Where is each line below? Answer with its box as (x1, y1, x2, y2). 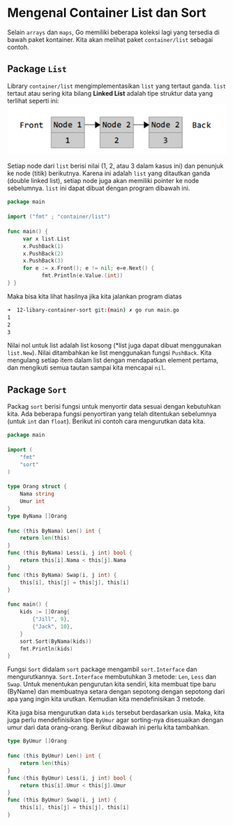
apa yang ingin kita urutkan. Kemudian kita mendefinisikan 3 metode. (7, 695, 206, 703)
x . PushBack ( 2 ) (22, 250, 64, 257)
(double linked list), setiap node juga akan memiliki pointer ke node (7, 177, 200, 185)
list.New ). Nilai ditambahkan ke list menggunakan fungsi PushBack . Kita (7, 349, 212, 357)
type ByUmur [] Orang (7, 738, 68, 745)
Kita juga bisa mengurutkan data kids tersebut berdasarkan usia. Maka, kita (7, 708, 225, 717)
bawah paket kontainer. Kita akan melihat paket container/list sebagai (7, 35, 213, 43)
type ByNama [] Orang (7, 512, 68, 520)
